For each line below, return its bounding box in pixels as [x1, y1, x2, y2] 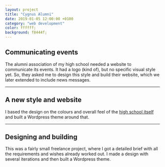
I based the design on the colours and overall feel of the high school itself [5, 109, 154, 114]
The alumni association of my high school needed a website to [5, 61, 132, 67]
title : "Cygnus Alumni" [5, 12, 54, 17]
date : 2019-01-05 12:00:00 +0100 [5, 16, 74, 21]
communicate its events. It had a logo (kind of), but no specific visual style [5, 66, 156, 72]
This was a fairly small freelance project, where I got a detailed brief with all [5, 146, 158, 152]
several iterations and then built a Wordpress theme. [5, 156, 111, 162]
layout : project [5, 7, 38, 12]
